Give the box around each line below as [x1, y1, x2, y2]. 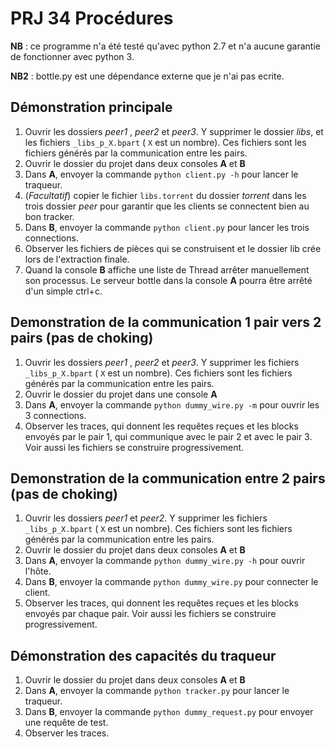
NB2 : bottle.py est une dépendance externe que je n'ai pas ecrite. [10, 70, 285, 82]
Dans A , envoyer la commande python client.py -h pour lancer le [24, 168, 299, 180]
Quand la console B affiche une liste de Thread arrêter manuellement [24, 263, 310, 276]
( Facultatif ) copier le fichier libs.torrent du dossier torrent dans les [24, 189, 307, 201]
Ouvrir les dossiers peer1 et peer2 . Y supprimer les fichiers [24, 512, 268, 524]
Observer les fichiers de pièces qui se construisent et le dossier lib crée [24, 242, 322, 254]
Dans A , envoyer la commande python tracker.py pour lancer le [24, 685, 290, 697]
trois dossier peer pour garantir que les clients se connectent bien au [24, 200, 310, 212]
